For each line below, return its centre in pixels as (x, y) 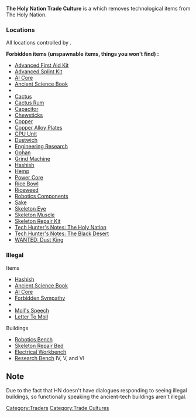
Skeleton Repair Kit (37, 221)
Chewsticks (29, 115)
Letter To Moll (31, 317)
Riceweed (27, 190)
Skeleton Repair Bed (39, 345)
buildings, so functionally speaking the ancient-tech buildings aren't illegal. (96, 397)
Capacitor (26, 109)
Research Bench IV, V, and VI (49, 358)
